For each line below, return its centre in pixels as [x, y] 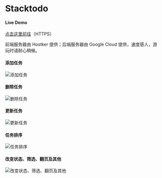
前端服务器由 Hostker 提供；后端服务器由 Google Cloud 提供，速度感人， [79, 44]
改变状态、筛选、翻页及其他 [33, 159]
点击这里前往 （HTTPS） [30, 34]
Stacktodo [27, 9]
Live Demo [16, 22]
